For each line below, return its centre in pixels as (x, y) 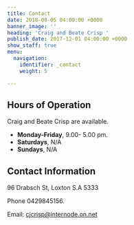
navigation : (31, 58)
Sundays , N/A (37, 149)
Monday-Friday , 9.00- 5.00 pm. (63, 135)
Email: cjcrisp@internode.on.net (52, 215)
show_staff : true (32, 45)
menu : (15, 52)
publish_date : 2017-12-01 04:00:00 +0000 (67, 39)
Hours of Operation (49, 105)
